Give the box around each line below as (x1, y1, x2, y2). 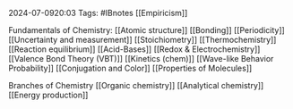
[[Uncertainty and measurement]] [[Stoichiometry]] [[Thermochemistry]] (8, 35, 277, 45)
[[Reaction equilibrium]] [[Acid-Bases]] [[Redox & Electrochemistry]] (8, 44, 261, 54)
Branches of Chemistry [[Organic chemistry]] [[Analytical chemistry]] (8, 80, 264, 90)
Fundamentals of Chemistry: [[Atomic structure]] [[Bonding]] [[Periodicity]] (8, 25, 286, 35)
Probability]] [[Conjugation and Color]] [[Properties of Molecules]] (8, 63, 253, 73)
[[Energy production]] (8, 89, 89, 100)
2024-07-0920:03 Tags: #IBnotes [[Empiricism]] (8, 8, 188, 18)
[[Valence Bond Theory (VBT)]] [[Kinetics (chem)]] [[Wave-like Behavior (8, 54, 274, 63)
